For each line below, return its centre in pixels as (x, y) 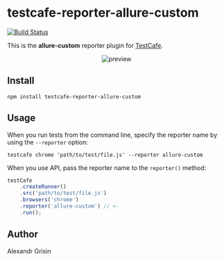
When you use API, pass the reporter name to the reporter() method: (107, 167)
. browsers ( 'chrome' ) (49, 200)
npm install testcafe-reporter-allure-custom (74, 96)
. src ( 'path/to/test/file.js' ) (63, 193)
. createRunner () (43, 187)
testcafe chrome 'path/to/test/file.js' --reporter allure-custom (105, 155)
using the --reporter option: (48, 142)
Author (23, 234)
